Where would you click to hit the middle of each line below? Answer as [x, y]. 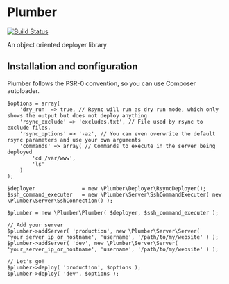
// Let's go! [26, 261]
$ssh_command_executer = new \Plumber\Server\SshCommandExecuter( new [114, 194]
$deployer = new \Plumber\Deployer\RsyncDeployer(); [107, 188]
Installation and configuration [73, 67]
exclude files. [29, 128]
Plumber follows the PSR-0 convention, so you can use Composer [102, 83]
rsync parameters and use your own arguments [74, 140]
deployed [20, 152]
